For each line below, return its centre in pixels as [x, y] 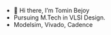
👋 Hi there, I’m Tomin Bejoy [51, 10]
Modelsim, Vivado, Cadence [53, 25]
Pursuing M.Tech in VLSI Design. [59, 17]
